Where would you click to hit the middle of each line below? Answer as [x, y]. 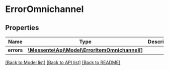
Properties [22, 28]
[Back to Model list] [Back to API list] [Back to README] [63, 62]
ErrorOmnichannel [45, 9]
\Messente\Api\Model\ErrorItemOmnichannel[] [85, 50]
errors [15, 50]
